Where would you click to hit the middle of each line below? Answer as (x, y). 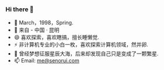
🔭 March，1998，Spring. (43, 23)
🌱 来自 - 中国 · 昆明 (36, 30)
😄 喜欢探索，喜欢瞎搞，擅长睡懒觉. (57, 37)
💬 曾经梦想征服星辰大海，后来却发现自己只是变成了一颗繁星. (86, 54)
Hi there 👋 (20, 9)
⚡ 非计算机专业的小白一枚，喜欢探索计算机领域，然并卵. (81, 45)
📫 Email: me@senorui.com (46, 61)
